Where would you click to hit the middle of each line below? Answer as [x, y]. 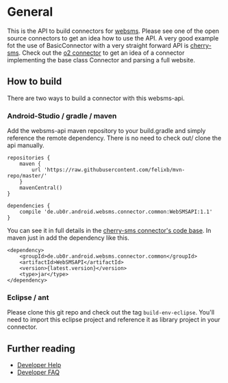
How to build [35, 82]
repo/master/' [27, 176]
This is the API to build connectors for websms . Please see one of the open [113, 31]
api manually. [26, 145]
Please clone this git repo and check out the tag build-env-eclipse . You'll [111, 312]
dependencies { [29, 206]
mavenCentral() [41, 188]
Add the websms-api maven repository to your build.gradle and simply [106, 131]
